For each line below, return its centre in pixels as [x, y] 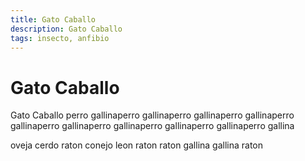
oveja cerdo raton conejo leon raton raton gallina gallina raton [137, 145]
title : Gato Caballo [53, 19]
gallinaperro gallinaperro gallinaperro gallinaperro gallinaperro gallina [152, 126]
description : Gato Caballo [66, 29]
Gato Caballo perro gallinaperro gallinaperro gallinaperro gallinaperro [152, 115]
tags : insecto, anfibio [60, 38]
